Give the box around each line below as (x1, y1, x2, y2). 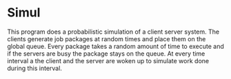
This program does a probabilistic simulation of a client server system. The (7, 27, 219, 36)
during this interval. (7, 64, 62, 72)
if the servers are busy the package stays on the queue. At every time (7, 49, 205, 58)
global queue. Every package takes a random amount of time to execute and (7, 42, 224, 50)
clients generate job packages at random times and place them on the (7, 34, 206, 43)
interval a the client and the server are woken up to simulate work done (7, 56, 209, 65)
